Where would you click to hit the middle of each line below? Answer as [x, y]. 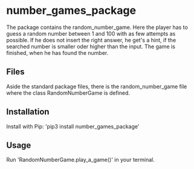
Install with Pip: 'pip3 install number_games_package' [73, 126]
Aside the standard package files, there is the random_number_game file [97, 86]
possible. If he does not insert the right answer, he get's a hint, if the [91, 40]
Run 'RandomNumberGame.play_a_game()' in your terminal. [81, 160]
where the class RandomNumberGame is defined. [68, 93]
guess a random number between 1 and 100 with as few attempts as [91, 33]
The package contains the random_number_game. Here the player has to [97, 27]
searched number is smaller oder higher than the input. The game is [91, 46]
